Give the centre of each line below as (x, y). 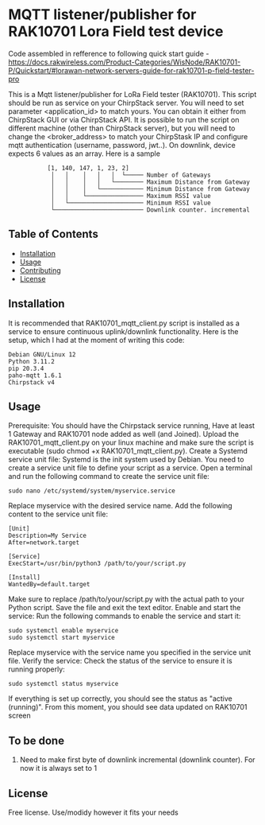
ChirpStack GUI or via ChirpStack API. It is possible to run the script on (124, 119)
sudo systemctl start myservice (61, 638)
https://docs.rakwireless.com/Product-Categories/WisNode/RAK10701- (125, 62)
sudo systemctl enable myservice (63, 631)
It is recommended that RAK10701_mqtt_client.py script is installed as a (124, 323)
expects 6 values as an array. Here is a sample (84, 154)
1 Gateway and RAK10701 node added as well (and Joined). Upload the (124, 434)
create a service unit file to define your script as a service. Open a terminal (130, 468)
